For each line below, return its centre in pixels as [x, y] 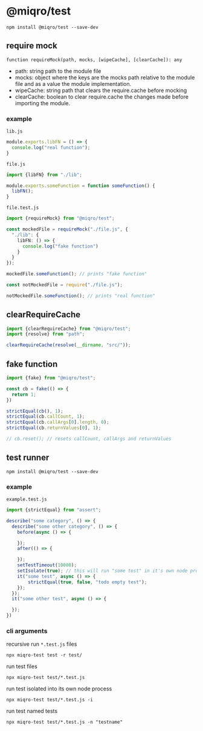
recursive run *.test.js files [42, 644]
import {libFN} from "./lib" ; [44, 175]
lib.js [14, 131]
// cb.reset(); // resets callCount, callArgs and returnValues [89, 439]
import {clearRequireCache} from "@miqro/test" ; [69, 329]
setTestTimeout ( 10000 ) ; [47, 565]
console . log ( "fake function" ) [60, 246]
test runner [28, 458]
